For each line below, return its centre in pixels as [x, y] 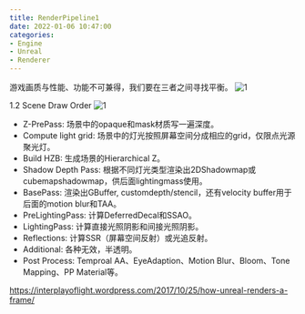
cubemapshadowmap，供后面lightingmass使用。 [115, 181]
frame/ [22, 300]
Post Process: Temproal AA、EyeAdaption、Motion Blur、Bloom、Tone [156, 261]
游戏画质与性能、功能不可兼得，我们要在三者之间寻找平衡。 [121, 87]
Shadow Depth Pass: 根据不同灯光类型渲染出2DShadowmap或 [139, 170]
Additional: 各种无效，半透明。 [80, 249]
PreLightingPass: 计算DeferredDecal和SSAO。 [110, 215]
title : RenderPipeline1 [55, 18]
